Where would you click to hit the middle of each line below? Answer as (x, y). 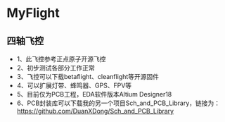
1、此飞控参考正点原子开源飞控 (61, 59)
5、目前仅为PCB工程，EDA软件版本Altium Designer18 (94, 94)
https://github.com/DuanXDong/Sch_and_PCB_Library (95, 111)
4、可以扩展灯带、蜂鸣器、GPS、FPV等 (74, 85)
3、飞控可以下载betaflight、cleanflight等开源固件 (88, 77)
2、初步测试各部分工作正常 (56, 68)
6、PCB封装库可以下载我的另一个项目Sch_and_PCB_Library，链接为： (118, 103)
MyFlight (33, 13)
